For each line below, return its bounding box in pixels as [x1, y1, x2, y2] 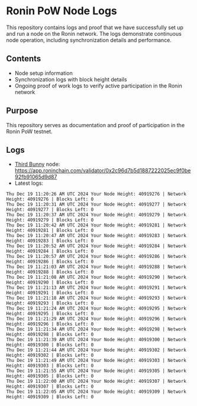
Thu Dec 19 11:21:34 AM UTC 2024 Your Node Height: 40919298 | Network [6, 326, 186, 332]
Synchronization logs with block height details [14, 75, 127, 83]
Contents [6, 53, 41, 64]
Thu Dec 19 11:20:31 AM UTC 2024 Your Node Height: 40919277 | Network [6, 202, 186, 207]
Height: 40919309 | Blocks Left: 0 [6, 394, 94, 400]
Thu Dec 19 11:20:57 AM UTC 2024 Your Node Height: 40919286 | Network [6, 254, 186, 260]
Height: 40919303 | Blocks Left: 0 [6, 363, 94, 369]
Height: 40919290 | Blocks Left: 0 [6, 279, 94, 286]
